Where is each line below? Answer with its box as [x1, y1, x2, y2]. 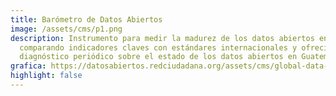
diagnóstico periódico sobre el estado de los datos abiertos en [19, 52, 298, 62]
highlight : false [10, 71, 83, 81]
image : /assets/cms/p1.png [10, 24, 123, 34]
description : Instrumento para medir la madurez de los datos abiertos [10, 33, 315, 43]
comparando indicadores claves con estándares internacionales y [19, 42, 298, 53]
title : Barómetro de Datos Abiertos [10, 14, 163, 25]
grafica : [10, 61, 47, 71]
